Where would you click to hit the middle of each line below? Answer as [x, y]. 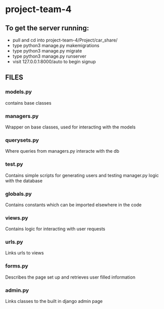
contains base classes [28, 103]
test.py [14, 164]
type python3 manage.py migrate [47, 51]
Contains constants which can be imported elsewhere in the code [74, 205]
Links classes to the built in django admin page [54, 301]
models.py [18, 92]
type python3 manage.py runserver [49, 56]
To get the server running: [47, 28]
